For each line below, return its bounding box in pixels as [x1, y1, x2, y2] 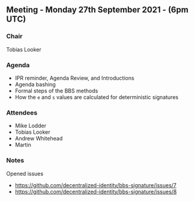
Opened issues [6, 170, 44, 177]
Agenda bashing [14, 80, 56, 88]
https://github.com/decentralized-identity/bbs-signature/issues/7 [14, 181, 177, 188]
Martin [14, 141, 32, 149]
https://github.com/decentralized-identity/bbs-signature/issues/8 [14, 188, 177, 195]
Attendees [6, 108, 38, 116]
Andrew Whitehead [14, 135, 63, 142]
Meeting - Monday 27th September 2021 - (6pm [6, 5, 189, 15]
